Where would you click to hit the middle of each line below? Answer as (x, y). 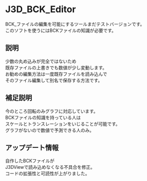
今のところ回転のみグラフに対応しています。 (52, 111)
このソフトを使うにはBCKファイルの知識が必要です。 (61, 30)
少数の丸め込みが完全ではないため (41, 61)
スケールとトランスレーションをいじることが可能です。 (63, 124)
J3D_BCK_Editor (41, 9)
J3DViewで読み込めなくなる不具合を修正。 (50, 167)
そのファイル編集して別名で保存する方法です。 (54, 80)
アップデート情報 (32, 148)
